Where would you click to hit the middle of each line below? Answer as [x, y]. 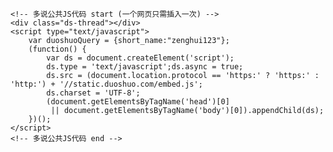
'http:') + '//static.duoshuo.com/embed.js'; [106, 84]
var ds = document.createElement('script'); [140, 58]
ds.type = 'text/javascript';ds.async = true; [145, 67]
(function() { [57, 49]
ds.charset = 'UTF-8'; [93, 93]
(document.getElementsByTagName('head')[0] [138, 102]
